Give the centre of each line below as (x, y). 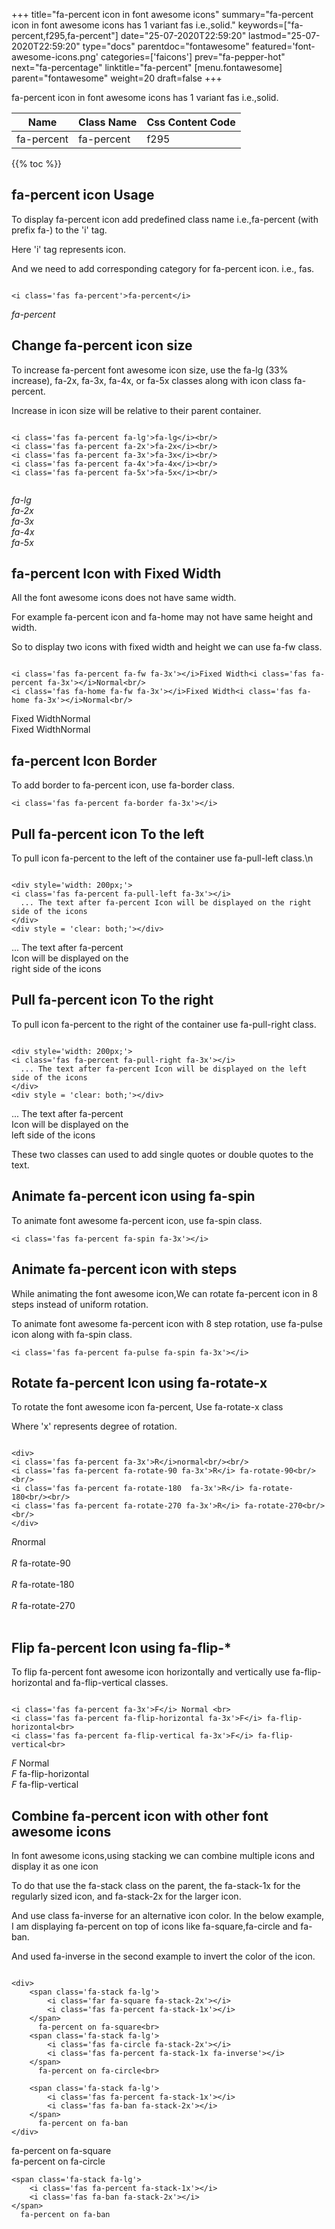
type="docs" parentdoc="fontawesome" (166, 46)
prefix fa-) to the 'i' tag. (59, 230)
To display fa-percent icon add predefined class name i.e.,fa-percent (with (165, 219)
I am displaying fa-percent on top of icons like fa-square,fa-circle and (155, 1926)
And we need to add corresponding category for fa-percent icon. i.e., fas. (163, 268)
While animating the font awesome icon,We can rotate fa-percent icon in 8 (164, 1293)
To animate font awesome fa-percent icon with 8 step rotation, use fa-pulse (167, 1323)
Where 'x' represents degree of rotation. (94, 1426)
